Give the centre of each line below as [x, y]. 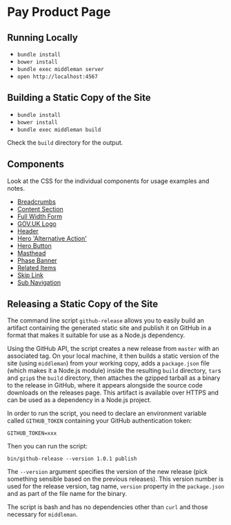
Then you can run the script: [48, 446]
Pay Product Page [59, 12]
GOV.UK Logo [37, 223]
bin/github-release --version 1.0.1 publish [72, 459]
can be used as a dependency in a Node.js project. [79, 400]
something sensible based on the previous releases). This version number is [115, 479]
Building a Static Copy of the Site [79, 98]
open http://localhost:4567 [57, 77]
